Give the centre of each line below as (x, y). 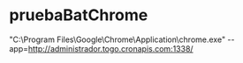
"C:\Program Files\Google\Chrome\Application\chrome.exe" (118, 39)
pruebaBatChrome (79, 15)
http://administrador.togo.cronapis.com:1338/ (110, 48)
